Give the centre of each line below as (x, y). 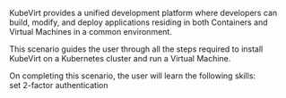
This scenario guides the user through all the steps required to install (136, 49)
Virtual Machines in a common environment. (91, 32)
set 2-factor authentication (59, 85)
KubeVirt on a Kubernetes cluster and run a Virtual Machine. (120, 58)
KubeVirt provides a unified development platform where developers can (143, 13)
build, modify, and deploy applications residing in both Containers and (139, 22)
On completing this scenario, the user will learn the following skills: (133, 76)
